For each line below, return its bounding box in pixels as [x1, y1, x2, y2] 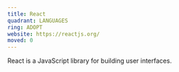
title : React [7, 10, 46, 18]
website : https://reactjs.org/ [7, 30, 100, 38]
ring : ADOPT [7, 24, 43, 31]
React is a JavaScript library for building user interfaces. [7, 56, 172, 65]
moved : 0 [7, 37, 33, 44]
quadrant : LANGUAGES [7, 17, 69, 24]
